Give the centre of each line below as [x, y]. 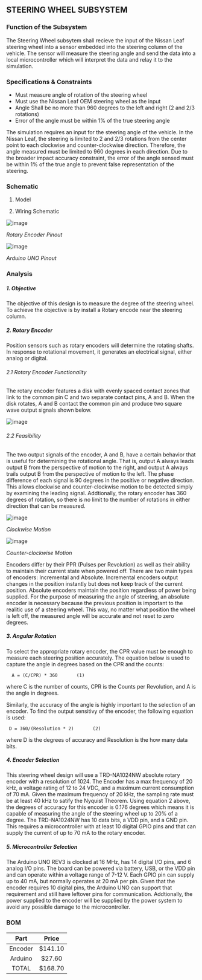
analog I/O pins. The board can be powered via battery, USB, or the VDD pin [101, 868]
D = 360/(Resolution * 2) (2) [55, 729]
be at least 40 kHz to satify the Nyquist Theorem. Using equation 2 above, [98, 801]
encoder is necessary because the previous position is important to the [95, 603]
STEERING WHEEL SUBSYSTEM [67, 10]
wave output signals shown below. [49, 410]
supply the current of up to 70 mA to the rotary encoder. [76, 833]
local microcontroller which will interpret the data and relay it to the [90, 59]
